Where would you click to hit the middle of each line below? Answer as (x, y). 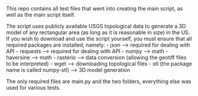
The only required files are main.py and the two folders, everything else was (99, 81)
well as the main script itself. (41, 15)
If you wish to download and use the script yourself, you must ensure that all (99, 39)
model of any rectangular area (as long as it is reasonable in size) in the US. (98, 32)
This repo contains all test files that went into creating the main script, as (95, 9)
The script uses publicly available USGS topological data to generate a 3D (96, 26)
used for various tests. (33, 87)
